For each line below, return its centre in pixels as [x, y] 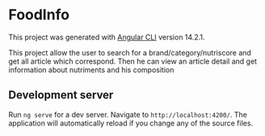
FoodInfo [39, 15]
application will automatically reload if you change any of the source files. [130, 123]
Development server [61, 95]
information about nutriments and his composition [91, 69]
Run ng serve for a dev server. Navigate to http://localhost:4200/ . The [128, 114]
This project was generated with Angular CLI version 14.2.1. [107, 37]
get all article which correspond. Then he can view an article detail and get [132, 61]
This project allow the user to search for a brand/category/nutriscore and [130, 52]
